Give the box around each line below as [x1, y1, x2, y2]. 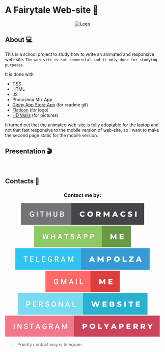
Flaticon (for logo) [12, 107, 49, 113]
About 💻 [5, 35, 33, 44]
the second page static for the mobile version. [5, 132, 98, 138]
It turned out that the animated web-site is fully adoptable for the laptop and [5, 122, 159, 128]
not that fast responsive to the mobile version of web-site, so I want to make [5, 127, 159, 133]
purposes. [5, 63, 26, 68]
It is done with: [5, 71, 35, 77]
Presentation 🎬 [5, 147, 53, 156]
